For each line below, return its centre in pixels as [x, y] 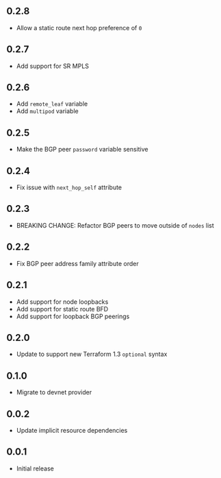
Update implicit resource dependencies [72, 430]
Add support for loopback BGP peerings [73, 316]
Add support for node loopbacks [62, 302]
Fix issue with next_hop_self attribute [69, 187]
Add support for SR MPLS [53, 66]
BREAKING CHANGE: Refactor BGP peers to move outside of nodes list [115, 225]
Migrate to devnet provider [54, 392]
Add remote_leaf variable [52, 104]
